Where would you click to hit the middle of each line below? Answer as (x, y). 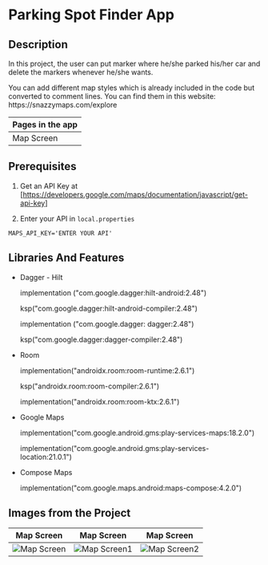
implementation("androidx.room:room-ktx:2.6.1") (100, 401)
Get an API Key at (49, 185)
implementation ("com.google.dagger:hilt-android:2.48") (113, 293)
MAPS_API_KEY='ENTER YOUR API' (60, 233)
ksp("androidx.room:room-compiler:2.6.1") (90, 386)
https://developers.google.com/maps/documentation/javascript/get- (135, 194)
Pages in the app (45, 124)
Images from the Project (70, 513)
